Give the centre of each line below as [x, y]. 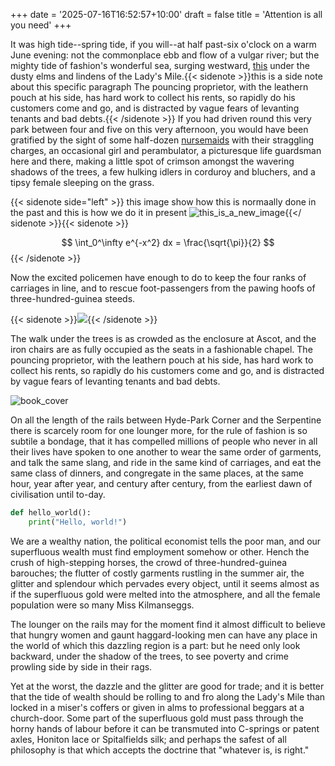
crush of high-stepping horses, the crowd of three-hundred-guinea [149, 562]
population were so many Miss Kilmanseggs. [102, 605]
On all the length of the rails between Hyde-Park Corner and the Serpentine [166, 420]
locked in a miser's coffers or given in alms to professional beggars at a [157, 707]
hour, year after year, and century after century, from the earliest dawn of [161, 483]
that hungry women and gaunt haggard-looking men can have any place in [164, 635]
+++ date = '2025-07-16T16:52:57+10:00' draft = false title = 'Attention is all [166, 14]
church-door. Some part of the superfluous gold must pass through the [157, 718]
